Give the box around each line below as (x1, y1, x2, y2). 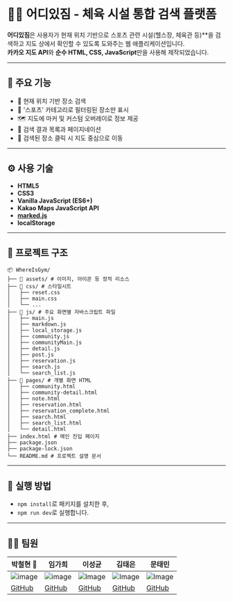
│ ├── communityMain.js (7, 339, 82, 347)
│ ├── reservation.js (7, 358, 76, 365)
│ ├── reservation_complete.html (7, 408, 110, 415)
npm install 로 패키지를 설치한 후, (17, 500, 110, 508)
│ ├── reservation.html (7, 402, 82, 409)
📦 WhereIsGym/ (7, 267, 51, 274)
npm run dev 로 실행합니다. (17, 509, 89, 517)
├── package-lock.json (7, 445, 73, 452)
